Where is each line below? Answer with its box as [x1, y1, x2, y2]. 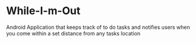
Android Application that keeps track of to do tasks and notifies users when [6, 24, 191, 31]
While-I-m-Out [6, 4, 81, 18]
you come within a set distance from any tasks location [6, 29, 141, 37]
